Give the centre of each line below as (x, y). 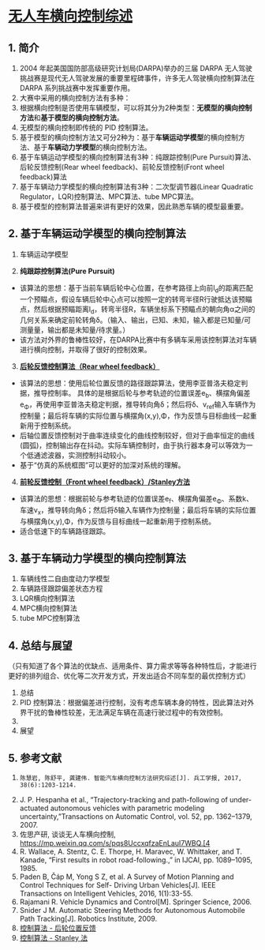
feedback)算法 (43, 177)
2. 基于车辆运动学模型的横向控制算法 (97, 234)
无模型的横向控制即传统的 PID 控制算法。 (86, 128)
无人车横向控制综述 (71, 16)
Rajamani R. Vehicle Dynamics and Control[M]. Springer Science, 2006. (136, 902)
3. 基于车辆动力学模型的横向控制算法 (97, 558)
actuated (34, 808)
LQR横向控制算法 (47, 599)
